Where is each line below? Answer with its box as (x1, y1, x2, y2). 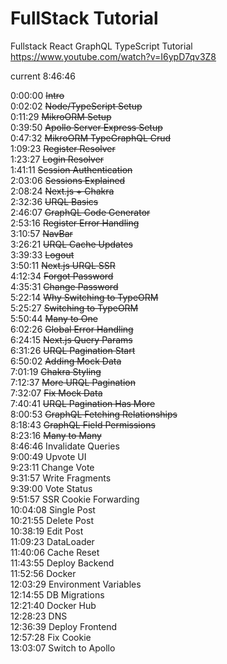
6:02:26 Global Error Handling (10, 323, 134, 335)
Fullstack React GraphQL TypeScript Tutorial (10, 40, 193, 52)
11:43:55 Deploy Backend (10, 557, 115, 569)
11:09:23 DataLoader (10, 535, 95, 547)
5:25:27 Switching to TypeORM (10, 302, 139, 314)
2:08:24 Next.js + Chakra (10, 185, 115, 197)
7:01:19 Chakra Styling (10, 365, 102, 377)
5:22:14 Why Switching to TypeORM (10, 291, 159, 303)
